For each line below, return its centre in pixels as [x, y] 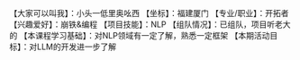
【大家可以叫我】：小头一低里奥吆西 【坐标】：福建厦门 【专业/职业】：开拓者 [149, 13]
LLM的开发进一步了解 [77, 47]
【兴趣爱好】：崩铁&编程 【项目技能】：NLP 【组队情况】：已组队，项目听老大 [150, 24]
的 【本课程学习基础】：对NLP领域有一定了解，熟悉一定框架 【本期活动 [140, 35]
